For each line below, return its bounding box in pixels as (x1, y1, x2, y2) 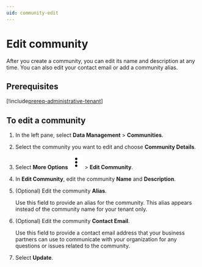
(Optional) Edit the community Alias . (15, 187, 107, 195)
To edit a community (6, 115, 86, 125)
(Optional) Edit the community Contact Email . (15, 218, 130, 225)
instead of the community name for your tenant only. (15, 205, 148, 213)
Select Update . (15, 254, 54, 262)
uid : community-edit (6, 10, 59, 16)
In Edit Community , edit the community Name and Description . (15, 175, 176, 183)
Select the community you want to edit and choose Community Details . (15, 144, 197, 151)
